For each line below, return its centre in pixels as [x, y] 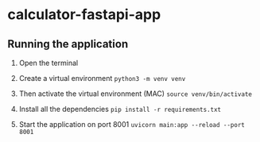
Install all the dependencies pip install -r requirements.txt [120, 109]
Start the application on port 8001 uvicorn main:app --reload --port [132, 124]
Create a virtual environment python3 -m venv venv [102, 78]
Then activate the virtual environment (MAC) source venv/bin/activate [135, 94]
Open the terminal [49, 63]
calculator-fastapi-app [84, 15]
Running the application [68, 44]
